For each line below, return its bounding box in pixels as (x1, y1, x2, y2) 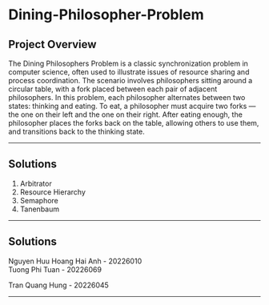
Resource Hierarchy (19, 187, 86, 197)
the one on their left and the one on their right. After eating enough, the (8, 110, 243, 119)
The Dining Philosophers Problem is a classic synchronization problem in (8, 58, 248, 68)
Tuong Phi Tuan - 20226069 (8, 264, 102, 274)
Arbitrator (19, 179, 52, 188)
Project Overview (8, 38, 97, 51)
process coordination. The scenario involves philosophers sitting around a (8, 76, 253, 85)
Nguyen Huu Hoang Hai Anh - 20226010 (8, 256, 143, 266)
